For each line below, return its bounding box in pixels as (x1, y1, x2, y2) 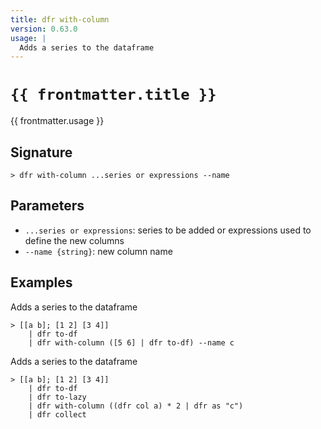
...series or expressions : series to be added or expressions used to (24, 224, 312, 236)
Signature (10, 144, 73, 161)
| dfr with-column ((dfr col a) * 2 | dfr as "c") (28, 401, 244, 411)
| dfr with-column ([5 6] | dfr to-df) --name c (28, 337, 235, 348)
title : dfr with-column (10, 14, 110, 25)
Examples (10, 274, 73, 291)
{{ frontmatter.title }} (10, 86, 217, 105)
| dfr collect (28, 409, 87, 420)
